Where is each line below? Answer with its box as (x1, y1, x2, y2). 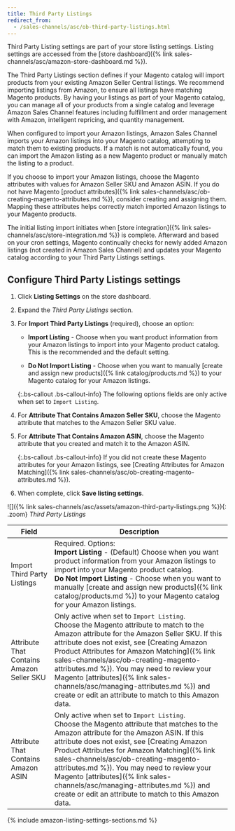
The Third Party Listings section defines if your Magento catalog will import (7, 71, 225, 79)
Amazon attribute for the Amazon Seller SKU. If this (54, 629, 222, 639)
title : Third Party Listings (7, 10, 92, 18)
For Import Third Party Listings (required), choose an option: (17, 320, 194, 328)
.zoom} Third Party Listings (7, 510, 86, 519)
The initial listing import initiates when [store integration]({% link (7, 224, 192, 232)
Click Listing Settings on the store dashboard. (17, 292, 152, 301)
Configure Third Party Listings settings (7, 273, 180, 285)
